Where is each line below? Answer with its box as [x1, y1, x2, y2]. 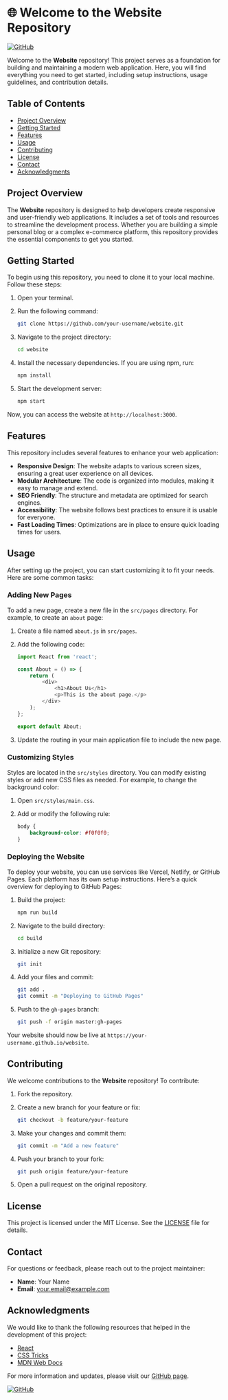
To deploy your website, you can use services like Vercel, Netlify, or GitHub [7, 868, 220, 876]
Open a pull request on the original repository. [16, 1180, 148, 1189]
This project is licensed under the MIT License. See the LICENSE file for [7, 1219, 210, 1227]
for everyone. [16, 513, 56, 521]
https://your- [107, 1032, 148, 1039]
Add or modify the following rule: [16, 809, 111, 817]
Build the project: [16, 895, 66, 903]
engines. [16, 498, 43, 507]
